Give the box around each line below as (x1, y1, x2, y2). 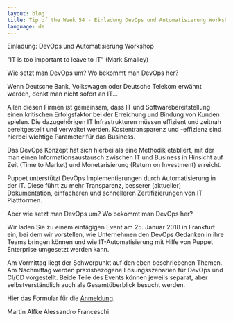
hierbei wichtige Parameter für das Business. (7, 132, 136, 141)
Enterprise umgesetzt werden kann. (7, 245, 110, 254)
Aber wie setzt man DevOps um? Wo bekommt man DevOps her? (7, 209, 193, 218)
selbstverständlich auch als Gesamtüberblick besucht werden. (7, 281, 186, 289)
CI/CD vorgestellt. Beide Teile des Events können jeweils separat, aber (7, 273, 208, 281)
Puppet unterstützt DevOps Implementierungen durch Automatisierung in (7, 174, 216, 182)
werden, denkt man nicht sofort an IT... (7, 89, 118, 98)
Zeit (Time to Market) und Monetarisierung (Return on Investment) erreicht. (7, 161, 222, 169)
